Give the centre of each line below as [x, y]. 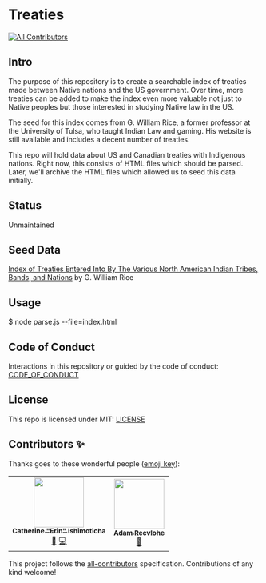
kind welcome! [32, 572]
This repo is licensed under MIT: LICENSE [77, 419]
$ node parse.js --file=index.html [63, 322]
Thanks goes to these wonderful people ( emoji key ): [94, 463]
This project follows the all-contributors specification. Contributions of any [131, 563]
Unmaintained [31, 225]
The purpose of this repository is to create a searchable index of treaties [127, 81]
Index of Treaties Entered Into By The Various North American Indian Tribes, [133, 269]
